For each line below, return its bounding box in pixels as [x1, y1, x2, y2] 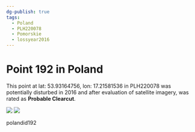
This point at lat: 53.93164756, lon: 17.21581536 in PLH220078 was [6, 82, 172, 89]
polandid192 [6, 119, 37, 126]
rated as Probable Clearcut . [6, 95, 76, 102]
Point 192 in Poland [6, 62, 104, 76]
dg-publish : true [6, 8, 50, 15]
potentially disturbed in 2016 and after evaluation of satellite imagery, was [6, 88, 190, 96]
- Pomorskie [11, 31, 42, 37]
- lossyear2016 [11, 37, 50, 43]
